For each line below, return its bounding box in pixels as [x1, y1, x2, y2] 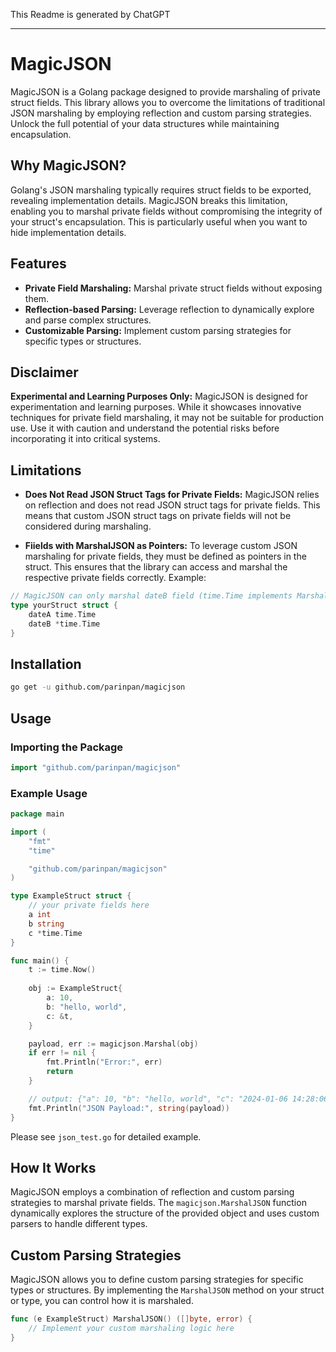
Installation [10, 655, 82, 673]
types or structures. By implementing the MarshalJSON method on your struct [10, 1284, 325, 1296]
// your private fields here [28, 900, 150, 911]
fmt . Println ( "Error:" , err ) [46, 1057, 163, 1068]
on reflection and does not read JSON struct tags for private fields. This [24, 499, 321, 511]
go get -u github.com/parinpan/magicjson [10, 682, 186, 693]
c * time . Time [28, 928, 83, 938]
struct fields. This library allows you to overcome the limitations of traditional [10, 96, 326, 108]
